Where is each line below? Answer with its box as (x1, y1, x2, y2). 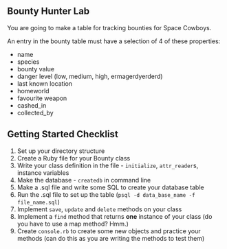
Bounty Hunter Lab (7, 5, 90, 17)
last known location (17, 79, 73, 88)
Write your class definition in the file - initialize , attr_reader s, (17, 161, 199, 169)
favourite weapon (17, 94, 67, 102)
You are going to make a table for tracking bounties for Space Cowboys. (7, 23, 212, 32)
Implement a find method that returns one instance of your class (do (17, 212, 213, 220)
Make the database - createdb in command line (17, 176, 151, 184)
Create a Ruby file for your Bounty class (17, 154, 131, 162)
